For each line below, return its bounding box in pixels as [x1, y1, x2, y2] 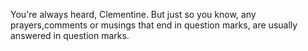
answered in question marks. [10, 30, 130, 41]
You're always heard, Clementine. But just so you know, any [10, 9, 257, 20]
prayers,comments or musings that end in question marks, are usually [10, 19, 298, 31]
